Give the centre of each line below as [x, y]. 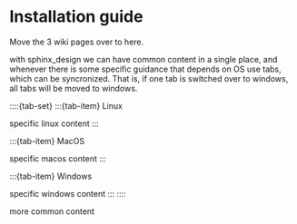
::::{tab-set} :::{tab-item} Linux [66, 105]
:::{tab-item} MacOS [47, 141]
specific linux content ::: [54, 123]
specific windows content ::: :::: [68, 193]
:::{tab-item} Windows [51, 176]
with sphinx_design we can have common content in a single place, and [144, 59]
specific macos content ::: [58, 158]
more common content [52, 211]
